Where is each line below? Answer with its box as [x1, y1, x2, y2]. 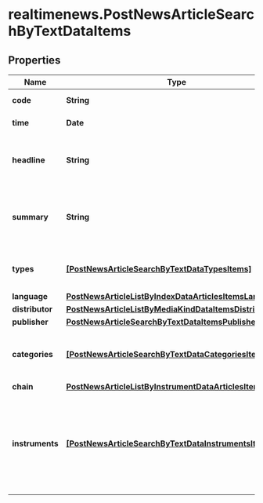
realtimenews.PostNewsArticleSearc [8, 5, 254, 24]
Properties [8, 53, 61, 67]
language [12, 291, 49, 301]
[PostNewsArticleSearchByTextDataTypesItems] [66, 264, 252, 274]
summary [12, 212, 49, 222]
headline [12, 155, 45, 166]
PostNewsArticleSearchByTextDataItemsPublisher [66, 316, 259, 327]
